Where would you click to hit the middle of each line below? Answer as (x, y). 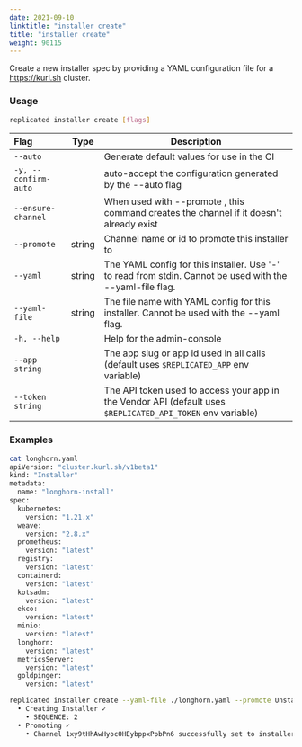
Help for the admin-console (163, 339)
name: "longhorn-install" (66, 492)
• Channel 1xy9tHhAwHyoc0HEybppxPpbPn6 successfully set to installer (160, 734)
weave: (30, 525)
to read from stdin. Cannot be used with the (195, 276)
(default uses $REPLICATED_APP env (177, 365)
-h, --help (37, 339)
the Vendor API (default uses (165, 402)
